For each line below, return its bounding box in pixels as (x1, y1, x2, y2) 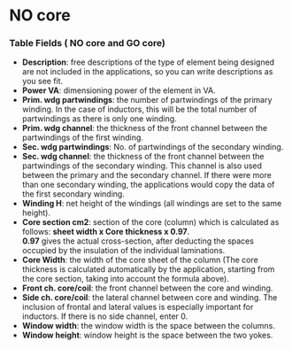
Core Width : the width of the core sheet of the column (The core (21, 254, 258, 266)
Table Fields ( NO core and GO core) (9, 37, 165, 50)
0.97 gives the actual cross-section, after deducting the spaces (21, 236, 255, 246)
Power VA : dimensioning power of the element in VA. (21, 85, 216, 96)
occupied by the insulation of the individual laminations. (21, 245, 226, 256)
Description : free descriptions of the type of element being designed (21, 57, 275, 67)
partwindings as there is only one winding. (21, 113, 177, 124)
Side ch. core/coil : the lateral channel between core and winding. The (21, 292, 278, 303)
